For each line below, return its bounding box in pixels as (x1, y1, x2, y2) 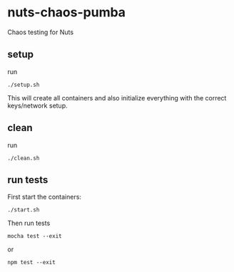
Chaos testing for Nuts (7, 28, 73, 36)
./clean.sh (7, 155, 40, 162)
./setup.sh (7, 81, 40, 88)
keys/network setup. (7, 101, 68, 110)
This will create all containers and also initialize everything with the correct (7, 93, 227, 102)
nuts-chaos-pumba (7, 4, 126, 21)
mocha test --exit (7, 233, 62, 240)
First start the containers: (7, 193, 82, 202)
